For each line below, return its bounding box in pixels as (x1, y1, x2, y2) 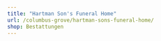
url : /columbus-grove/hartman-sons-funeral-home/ (7, 17, 155, 24)
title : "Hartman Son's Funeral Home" (7, 10, 117, 17)
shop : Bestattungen (7, 23, 64, 30)
